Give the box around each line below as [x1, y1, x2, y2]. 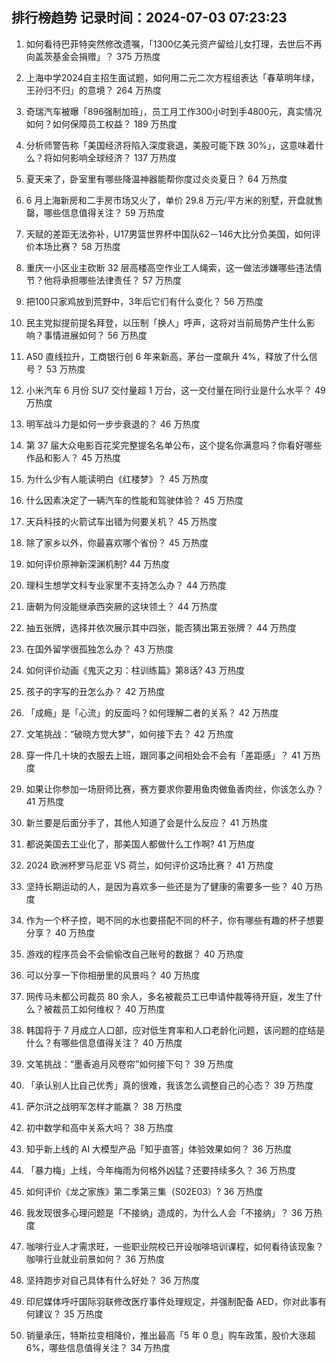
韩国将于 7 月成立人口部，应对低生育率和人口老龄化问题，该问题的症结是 [25, 1024, 326, 1036]
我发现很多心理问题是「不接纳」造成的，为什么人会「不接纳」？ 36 [25, 1206, 303, 1218]
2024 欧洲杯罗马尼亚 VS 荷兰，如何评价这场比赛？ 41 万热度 [25, 859, 274, 871]
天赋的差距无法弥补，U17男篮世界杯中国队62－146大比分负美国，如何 [25, 228, 313, 240]
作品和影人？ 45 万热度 [25, 451, 122, 463]
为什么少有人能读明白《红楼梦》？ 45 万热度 [25, 473, 209, 485]
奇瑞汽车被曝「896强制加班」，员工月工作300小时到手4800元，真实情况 [25, 105, 323, 117]
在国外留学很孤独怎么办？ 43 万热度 [25, 643, 174, 655]
